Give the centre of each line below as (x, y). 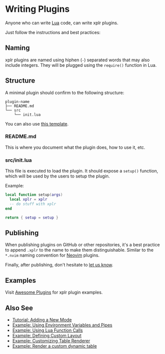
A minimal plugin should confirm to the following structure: (65, 92)
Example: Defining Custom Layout (47, 335)
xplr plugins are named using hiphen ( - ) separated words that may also (77, 60)
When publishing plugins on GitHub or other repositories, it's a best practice (82, 245)
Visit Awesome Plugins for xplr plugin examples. (54, 292)
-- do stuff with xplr (33, 204)
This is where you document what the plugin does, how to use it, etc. (75, 147)
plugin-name (17, 102)
